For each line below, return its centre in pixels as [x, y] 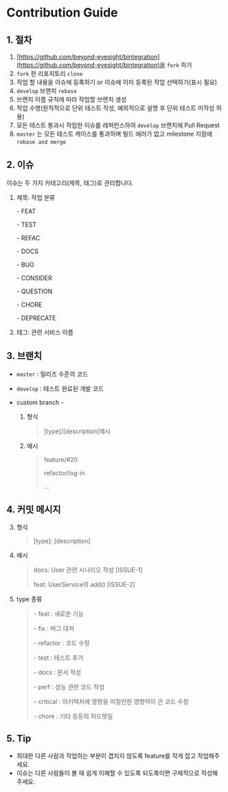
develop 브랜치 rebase [46, 91]
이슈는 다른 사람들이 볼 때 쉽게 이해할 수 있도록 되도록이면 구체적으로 [108, 773]
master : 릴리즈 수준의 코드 [52, 374]
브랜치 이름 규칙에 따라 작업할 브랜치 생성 [71, 99]
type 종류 [29, 599]
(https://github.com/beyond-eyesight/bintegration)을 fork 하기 [104, 65]
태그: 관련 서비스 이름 [45, 332]
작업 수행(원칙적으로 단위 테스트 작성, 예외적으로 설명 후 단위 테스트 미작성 [115, 108]
